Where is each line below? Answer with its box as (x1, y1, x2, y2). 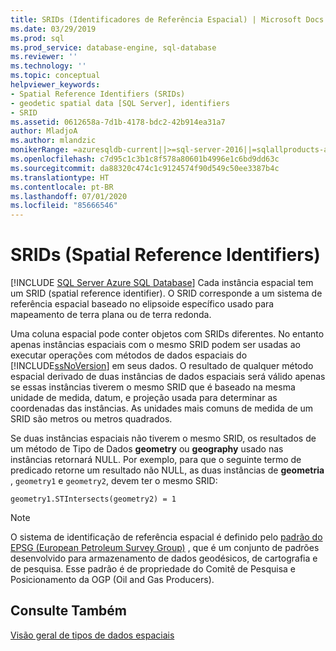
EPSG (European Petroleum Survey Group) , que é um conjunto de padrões (10, 542, 320, 554)
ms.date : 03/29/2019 (10, 24, 97, 34)
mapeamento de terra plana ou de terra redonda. (10, 309, 212, 321)
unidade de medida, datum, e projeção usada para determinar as (10, 392, 278, 404)
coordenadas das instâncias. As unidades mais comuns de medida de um (10, 402, 314, 415)
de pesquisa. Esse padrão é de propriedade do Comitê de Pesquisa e (10, 563, 296, 575)
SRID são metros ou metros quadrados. (10, 413, 173, 425)
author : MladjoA (10, 126, 78, 136)
